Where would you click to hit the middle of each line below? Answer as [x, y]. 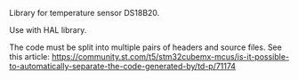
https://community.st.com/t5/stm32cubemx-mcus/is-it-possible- [171, 56]
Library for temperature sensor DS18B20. [85, 13]
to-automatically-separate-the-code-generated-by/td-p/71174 [123, 66]
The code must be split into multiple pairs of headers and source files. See [145, 47]
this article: [30, 56]
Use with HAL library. [48, 30]
